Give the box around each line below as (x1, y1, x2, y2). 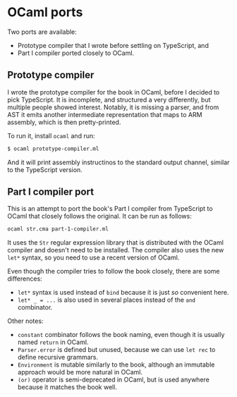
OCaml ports (7, 4, 83, 20)
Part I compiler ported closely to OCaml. (17, 49, 135, 57)
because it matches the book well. (17, 383, 118, 391)
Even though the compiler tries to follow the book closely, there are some (7, 267, 220, 276)
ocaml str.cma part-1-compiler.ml (7, 226, 109, 233)
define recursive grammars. (17, 353, 99, 362)
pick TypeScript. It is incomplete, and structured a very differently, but (7, 95, 211, 104)
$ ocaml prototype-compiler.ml (7, 145, 99, 152)
